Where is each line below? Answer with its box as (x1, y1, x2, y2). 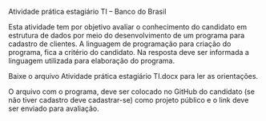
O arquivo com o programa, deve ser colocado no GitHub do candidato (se (8, 87, 255, 96)
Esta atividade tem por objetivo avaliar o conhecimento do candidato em (8, 22, 248, 31)
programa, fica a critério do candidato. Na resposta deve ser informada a (8, 48, 250, 57)
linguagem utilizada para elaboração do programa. (8, 56, 175, 65)
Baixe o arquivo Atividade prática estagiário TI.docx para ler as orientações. (8, 72, 259, 80)
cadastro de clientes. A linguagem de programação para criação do (8, 39, 232, 49)
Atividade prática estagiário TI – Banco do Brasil (8, 7, 167, 16)
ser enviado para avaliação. (8, 103, 100, 113)
